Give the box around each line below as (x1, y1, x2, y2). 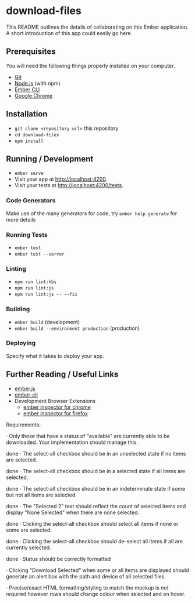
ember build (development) (14, 318, 80, 325)
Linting (6, 264, 26, 273)
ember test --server (14, 251, 65, 257)
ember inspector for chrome (23, 404, 91, 411)
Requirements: (6, 421, 41, 428)
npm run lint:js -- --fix (14, 291, 77, 298)
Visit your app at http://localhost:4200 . (14, 175, 108, 182)
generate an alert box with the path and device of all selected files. (6, 573, 166, 580)
